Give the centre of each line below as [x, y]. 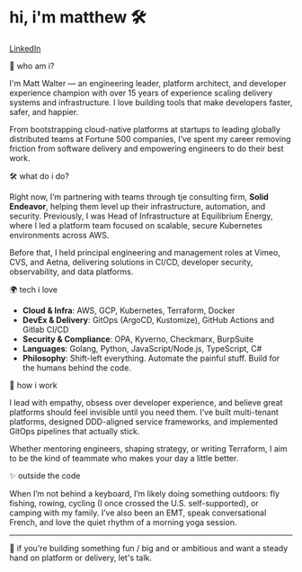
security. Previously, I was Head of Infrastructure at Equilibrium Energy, [141, 216]
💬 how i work [34, 385]
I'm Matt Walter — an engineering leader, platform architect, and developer [148, 83]
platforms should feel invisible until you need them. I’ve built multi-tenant [144, 412]
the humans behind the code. [77, 367]
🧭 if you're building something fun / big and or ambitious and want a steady [149, 548]
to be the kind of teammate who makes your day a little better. [124, 458]
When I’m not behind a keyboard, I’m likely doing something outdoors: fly [145, 493]
